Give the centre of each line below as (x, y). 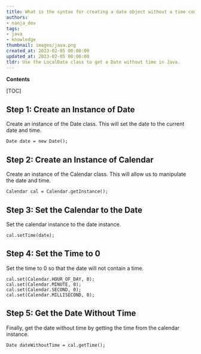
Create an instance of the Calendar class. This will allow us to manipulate (96, 174)
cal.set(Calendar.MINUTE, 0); (44, 284)
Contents (18, 79)
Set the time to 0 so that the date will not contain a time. (75, 268)
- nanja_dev (21, 23)
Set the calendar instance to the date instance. (64, 224)
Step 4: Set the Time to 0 (53, 253)
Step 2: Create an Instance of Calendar (80, 160)
